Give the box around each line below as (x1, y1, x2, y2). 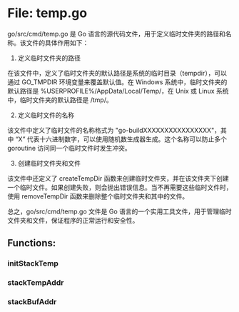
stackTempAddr (7, 278, 64, 288)
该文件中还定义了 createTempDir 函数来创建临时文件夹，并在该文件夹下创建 (7, 173, 230, 183)
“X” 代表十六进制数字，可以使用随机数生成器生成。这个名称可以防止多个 (15, 134, 227, 144)
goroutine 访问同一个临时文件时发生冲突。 (7, 144, 132, 152)
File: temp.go (7, 5, 88, 21)
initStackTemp (7, 258, 59, 268)
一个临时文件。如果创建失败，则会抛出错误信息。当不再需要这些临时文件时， (7, 183, 233, 191)
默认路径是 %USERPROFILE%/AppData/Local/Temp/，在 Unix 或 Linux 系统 (7, 86, 229, 95)
